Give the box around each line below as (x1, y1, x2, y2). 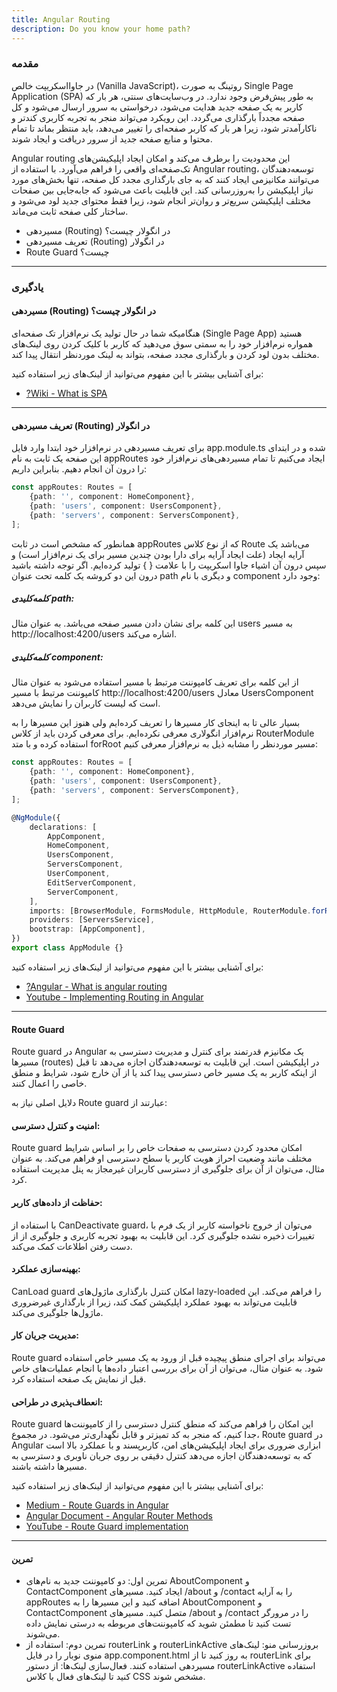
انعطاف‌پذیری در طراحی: (11, 1396, 104, 1408)
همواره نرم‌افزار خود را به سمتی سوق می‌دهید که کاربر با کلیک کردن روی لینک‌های (11, 337, 314, 350)
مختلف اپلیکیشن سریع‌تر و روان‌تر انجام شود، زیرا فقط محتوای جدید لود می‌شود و (11, 194, 312, 206)
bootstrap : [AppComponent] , (29, 924, 146, 935)
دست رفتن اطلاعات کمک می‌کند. (11, 1240, 133, 1252)
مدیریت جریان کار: (11, 1329, 79, 1341)
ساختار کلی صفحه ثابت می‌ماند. (11, 205, 129, 217)
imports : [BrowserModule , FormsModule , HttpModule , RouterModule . (29, 906, 312, 916)
